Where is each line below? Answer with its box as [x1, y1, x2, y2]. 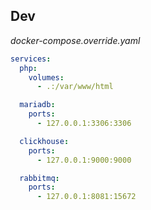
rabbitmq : [19, 173, 60, 183]
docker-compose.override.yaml [10, 34, 141, 46]
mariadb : [19, 100, 56, 110]
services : [10, 54, 52, 64]
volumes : [28, 72, 65, 83]
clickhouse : [19, 136, 70, 146]
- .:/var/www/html [36, 82, 114, 92]
